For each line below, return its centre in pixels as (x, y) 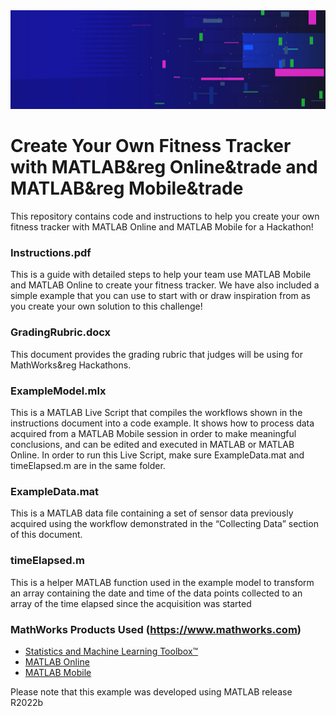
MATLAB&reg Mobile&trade (127, 188)
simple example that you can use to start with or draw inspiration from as (161, 296)
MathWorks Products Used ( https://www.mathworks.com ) (156, 629)
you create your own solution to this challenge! (106, 306)
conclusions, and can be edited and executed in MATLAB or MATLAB (152, 445)
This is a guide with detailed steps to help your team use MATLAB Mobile (161, 275)
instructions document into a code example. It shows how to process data (162, 423)
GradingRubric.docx (61, 332)
